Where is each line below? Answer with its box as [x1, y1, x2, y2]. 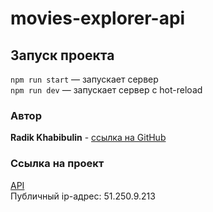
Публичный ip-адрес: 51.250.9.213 [10, 190, 156, 202]
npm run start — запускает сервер [10, 73, 159, 85]
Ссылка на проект [10, 157, 105, 171]
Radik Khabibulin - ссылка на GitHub [10, 132, 167, 144]
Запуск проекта [10, 47, 115, 64]
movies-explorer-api [10, 7, 186, 30]
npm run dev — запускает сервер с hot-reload [10, 84, 203, 96]
